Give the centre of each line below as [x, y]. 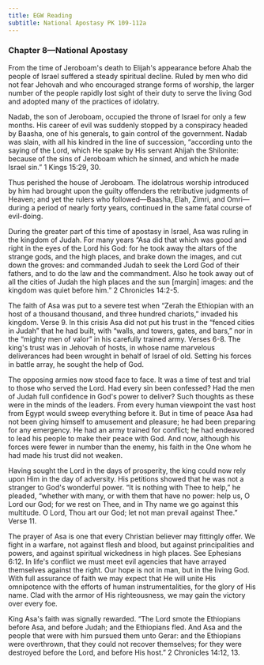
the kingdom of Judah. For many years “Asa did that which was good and [128, 240]
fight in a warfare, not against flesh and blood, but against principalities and [131, 544]
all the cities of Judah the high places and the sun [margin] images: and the [131, 281]
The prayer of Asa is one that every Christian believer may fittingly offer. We [132, 536]
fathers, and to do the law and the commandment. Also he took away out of [131, 273]
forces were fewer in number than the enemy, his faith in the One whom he [130, 447]
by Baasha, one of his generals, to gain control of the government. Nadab [128, 133]
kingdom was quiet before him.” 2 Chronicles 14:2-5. [94, 290]
